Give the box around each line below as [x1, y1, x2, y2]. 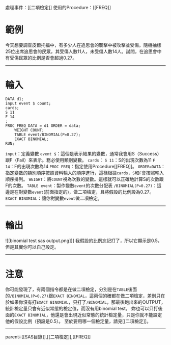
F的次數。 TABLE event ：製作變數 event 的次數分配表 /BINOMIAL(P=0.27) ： [5, 182, 157, 189]
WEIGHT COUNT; [14, 127, 44, 132]
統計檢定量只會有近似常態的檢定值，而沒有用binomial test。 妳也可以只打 [5, 305, 158, 311]
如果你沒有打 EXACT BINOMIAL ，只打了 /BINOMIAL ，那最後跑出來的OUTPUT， [9, 299, 166, 305]
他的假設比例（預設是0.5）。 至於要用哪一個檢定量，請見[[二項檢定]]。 [5, 318, 151, 324]
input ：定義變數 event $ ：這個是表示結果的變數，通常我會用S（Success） [5, 150, 162, 156]
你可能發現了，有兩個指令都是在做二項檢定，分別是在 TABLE [5, 286, 128, 292]
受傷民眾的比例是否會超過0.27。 [9, 55, 77, 61]
